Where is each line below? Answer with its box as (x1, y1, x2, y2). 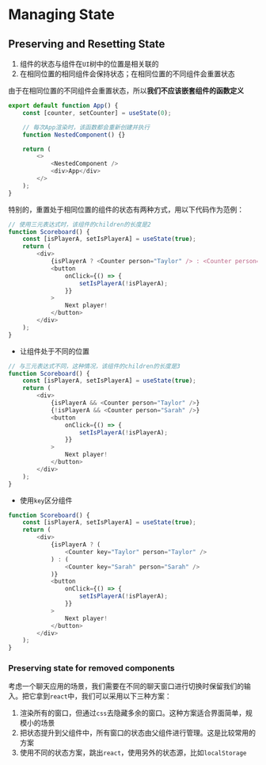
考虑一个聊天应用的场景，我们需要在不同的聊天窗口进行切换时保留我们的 (8, 682, 244, 691)
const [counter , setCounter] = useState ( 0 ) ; (22, 109, 172, 117)
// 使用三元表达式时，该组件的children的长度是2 (8, 220, 152, 228)
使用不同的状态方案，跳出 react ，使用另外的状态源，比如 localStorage (19, 748, 247, 758)
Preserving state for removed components (8, 663, 176, 674)
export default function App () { (8, 101, 119, 109)
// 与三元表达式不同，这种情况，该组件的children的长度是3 (8, 362, 180, 370)
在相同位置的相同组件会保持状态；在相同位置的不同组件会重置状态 (19, 69, 235, 78)
